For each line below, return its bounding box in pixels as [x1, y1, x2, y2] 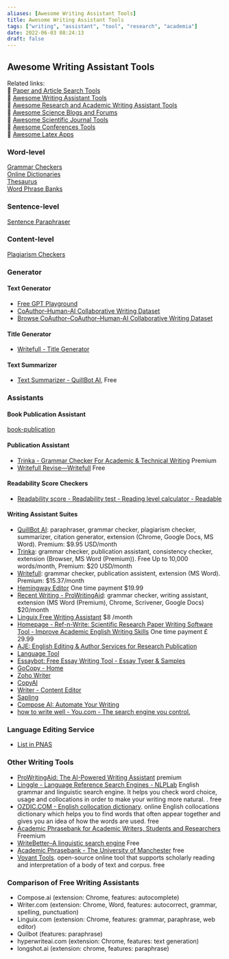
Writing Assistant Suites [7, 510, 78, 519]
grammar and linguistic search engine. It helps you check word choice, [16, 788, 217, 796]
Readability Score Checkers [7, 479, 88, 488]
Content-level [7, 235, 55, 244]
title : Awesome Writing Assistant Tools [7, 16, 125, 23]
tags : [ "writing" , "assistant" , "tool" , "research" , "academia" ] [7, 23, 198, 29]
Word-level [7, 147, 45, 156]
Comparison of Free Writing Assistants [7, 877, 139, 887]
